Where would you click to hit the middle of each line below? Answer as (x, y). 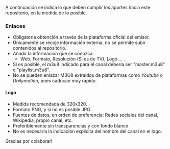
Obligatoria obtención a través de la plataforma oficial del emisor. (81, 37)
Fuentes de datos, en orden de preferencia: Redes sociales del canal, (85, 115)
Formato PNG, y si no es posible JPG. (52, 109)
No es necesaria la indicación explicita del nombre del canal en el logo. (87, 131)
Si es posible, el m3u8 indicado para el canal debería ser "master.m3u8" (89, 65)
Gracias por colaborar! (29, 141)
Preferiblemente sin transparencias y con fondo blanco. (71, 125)
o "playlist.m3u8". (31, 70)
